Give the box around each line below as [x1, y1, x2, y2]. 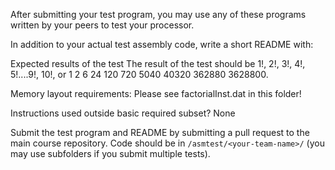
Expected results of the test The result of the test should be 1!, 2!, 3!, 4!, [10, 58, 306, 69]
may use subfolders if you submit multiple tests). [10, 148, 211, 159]
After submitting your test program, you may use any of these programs [10, 9, 307, 20]
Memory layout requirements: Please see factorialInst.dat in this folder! [10, 88, 302, 99]
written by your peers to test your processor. [10, 19, 195, 31]
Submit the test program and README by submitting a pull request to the [10, 127, 310, 138]
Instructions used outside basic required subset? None [10, 107, 236, 119]
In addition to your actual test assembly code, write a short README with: [10, 39, 314, 50]
